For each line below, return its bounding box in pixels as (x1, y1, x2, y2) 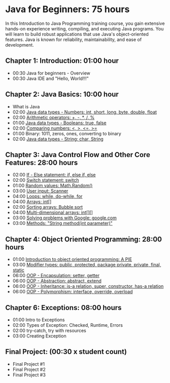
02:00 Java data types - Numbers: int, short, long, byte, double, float (12, 109, 157, 115)
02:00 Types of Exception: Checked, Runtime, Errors (12, 322, 123, 328)
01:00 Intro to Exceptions (12, 317, 65, 323)
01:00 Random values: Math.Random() (12, 182, 93, 188)
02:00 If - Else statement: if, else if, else (12, 172, 96, 178)
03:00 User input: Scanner (12, 188, 69, 194)
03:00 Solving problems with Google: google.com (12, 215, 117, 221)
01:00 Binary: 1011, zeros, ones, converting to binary (12, 130, 122, 136)
